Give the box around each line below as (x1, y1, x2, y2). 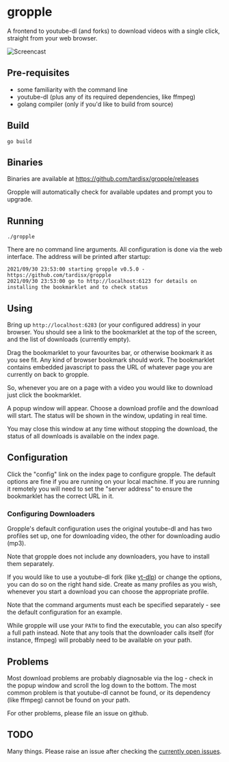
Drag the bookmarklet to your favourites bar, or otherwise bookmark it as (7, 349, 213, 356)
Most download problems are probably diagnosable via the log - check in (7, 674, 213, 682)
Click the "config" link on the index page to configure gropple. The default (7, 470, 216, 478)
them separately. (7, 560, 55, 568)
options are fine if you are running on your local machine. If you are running (7, 477, 220, 485)
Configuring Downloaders (7, 508, 96, 518)
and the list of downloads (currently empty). (7, 335, 131, 343)
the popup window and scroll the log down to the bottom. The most (7, 681, 197, 689)
